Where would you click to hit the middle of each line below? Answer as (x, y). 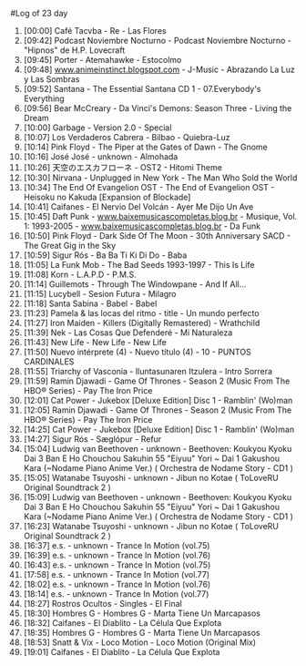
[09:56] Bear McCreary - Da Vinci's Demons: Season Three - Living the (158, 108)
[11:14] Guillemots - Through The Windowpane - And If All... (135, 284)
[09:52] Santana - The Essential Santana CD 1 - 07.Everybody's (143, 89)
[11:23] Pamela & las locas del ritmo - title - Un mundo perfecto (141, 313)
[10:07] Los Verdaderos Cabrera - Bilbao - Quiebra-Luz (127, 137)
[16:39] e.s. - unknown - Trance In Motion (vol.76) (117, 555)
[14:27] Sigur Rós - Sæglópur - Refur (92, 439)
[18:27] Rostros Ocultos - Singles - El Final (103, 604)
